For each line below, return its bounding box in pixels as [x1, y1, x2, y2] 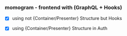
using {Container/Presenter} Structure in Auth [12, 25, 107, 31]
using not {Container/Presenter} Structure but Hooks [12, 15, 122, 21]
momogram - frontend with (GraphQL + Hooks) [5, 4, 122, 11]
